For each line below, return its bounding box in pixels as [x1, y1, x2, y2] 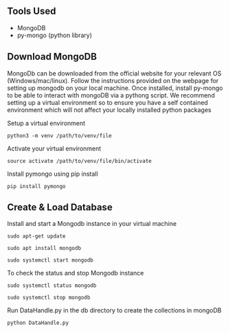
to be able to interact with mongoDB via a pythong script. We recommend [7, 91, 215, 99]
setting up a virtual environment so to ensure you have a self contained [7, 98, 208, 106]
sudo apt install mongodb [7, 245, 81, 252]
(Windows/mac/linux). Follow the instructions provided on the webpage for [7, 76, 219, 84]
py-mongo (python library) [16, 31, 93, 39]
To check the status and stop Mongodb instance [7, 269, 144, 277]
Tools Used [7, 5, 56, 17]
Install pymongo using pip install [7, 170, 98, 178]
